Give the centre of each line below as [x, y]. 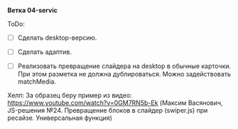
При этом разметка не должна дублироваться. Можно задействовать [124, 74]
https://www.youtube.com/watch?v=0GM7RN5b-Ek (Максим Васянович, [115, 103]
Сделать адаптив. [45, 52]
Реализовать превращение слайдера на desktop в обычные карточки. [124, 66]
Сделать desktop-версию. [57, 38]
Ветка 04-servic [33, 10]
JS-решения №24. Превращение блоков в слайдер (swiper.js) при [108, 111]
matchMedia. [37, 82]
